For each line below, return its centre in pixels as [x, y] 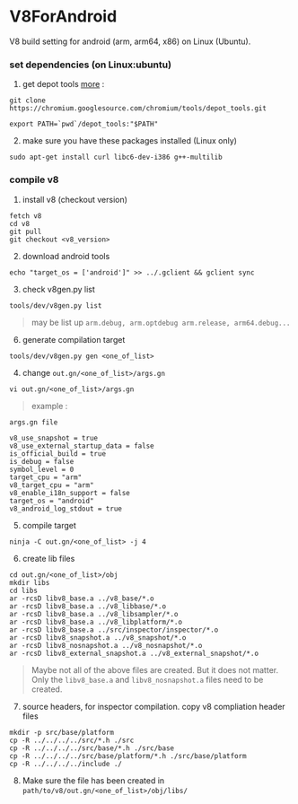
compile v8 [34, 179]
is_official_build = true [57, 454]
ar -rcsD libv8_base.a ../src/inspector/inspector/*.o [114, 630]
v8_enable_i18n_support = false [70, 493]
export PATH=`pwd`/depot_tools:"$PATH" [84, 124]
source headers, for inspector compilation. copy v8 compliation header [153, 706]
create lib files [48, 558]
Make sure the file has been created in [93, 780]
